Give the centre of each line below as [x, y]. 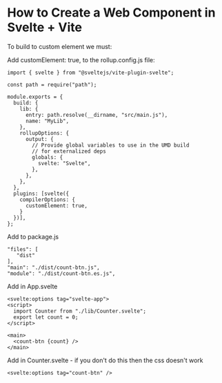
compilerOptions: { [48, 199]
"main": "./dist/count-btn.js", [53, 268]
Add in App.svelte [32, 286]
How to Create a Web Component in [111, 13]
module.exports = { [35, 97]
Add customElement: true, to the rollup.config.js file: [81, 59]
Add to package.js [33, 236]
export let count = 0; [46, 317]
